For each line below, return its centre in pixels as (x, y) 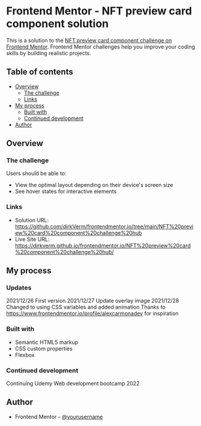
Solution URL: (32, 220)
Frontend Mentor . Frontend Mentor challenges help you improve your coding (101, 47)
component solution (58, 24)
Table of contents (40, 72)
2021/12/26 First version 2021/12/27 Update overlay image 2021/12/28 (93, 301)
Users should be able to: (37, 173)
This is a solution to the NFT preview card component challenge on (89, 40)
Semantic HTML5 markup (46, 342)
